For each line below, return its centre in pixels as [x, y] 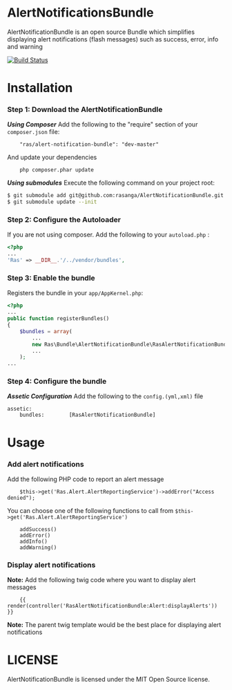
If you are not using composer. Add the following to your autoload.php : [108, 235]
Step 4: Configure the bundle [57, 382]
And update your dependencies [52, 158]
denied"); [21, 498]
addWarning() [38, 548]
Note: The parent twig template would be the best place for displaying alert [114, 625]
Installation [40, 88]
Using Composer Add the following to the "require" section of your [103, 124]
